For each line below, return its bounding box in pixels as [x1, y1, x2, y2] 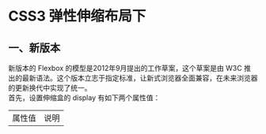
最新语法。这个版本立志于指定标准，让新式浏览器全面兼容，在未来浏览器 [21, 73, 258, 83]
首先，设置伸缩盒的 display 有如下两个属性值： [8, 93, 161, 102]
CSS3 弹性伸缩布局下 [8, 7, 146, 25]
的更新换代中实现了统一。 [8, 84, 92, 92]
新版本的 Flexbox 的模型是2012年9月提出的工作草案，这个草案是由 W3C [8, 64, 243, 73]
